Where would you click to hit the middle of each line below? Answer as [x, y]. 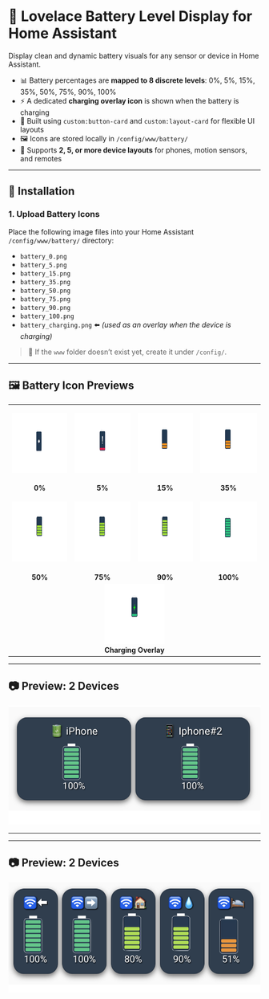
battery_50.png [45, 291]
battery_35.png [45, 282]
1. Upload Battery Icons [54, 214]
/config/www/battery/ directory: [61, 240]
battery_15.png [45, 273]
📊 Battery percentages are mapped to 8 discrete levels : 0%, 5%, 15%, [137, 80]
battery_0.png [43, 256]
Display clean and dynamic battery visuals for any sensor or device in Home [134, 55]
